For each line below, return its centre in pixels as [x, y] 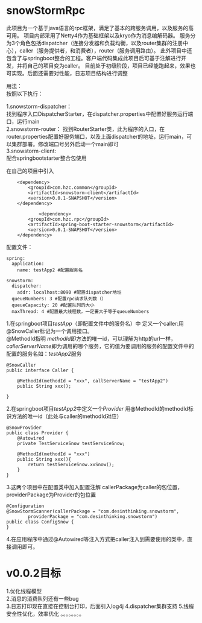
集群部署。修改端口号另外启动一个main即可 [65, 144]
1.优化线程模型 [24, 591]
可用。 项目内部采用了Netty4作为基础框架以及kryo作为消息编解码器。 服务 [99, 35]
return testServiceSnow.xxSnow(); [71, 464]
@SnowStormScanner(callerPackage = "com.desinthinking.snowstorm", [93, 511]
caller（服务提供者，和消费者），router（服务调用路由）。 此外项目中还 [106, 50]
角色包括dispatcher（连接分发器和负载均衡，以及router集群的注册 [102, 43]
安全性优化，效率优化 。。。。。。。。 [45, 613]
